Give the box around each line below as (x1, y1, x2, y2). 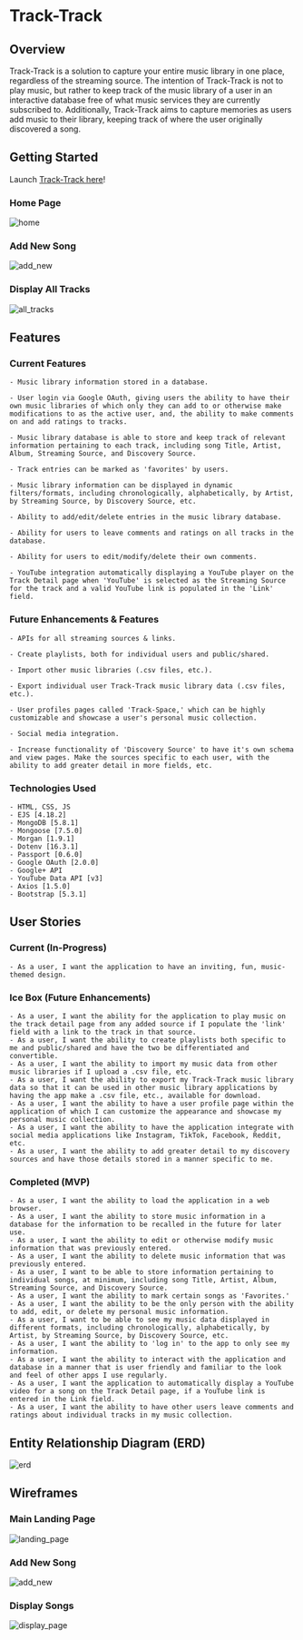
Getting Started (9, 150, 99, 165)
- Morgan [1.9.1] (9, 834, 75, 843)
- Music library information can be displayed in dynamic (9, 481, 233, 490)
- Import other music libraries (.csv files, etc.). (9, 665, 213, 674)
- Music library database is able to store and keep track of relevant (9, 433, 286, 443)
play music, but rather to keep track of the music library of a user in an (9, 85, 273, 95)
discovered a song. (9, 123, 82, 134)
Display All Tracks (9, 283, 91, 296)
